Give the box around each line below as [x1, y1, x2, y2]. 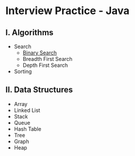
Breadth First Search [22, 56, 72, 62]
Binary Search [22, 49, 57, 56]
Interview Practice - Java [5, 4, 130, 18]
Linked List [13, 107, 40, 114]
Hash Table [13, 125, 41, 133]
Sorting [13, 68, 32, 74]
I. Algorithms [5, 28, 54, 38]
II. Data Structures [5, 85, 73, 95]
